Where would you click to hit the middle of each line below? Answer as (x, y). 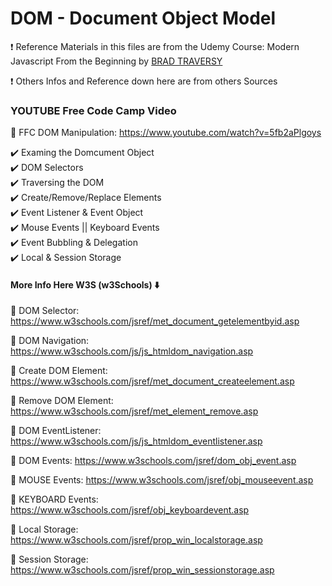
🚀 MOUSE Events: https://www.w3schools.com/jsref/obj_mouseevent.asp (162, 480)
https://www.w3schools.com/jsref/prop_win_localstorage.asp (136, 540)
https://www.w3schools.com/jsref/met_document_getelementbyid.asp (155, 321)
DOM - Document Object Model (143, 18)
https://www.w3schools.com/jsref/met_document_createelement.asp (152, 381)
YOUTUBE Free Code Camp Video (93, 110)
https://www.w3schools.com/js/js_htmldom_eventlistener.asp (136, 441)
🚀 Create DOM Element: (59, 371)
